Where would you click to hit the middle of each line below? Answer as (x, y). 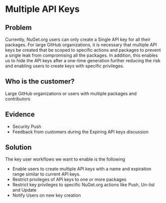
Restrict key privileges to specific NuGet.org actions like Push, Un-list (83, 185)
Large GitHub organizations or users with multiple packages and (71, 94)
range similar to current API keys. (46, 174)
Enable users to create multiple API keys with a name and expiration (82, 169)
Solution (18, 148)
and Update (24, 190)
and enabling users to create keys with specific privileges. (65, 66)
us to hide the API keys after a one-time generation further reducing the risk (83, 60)
